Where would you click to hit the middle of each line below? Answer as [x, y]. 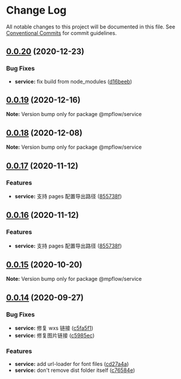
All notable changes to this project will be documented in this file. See [91, 27]
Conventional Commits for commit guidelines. [61, 33]
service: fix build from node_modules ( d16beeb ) [73, 81]
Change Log [36, 10]
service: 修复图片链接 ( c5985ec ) [55, 336]
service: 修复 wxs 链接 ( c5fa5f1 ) [54, 328]
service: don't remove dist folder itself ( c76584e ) [75, 370]
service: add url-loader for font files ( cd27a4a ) [72, 364]
